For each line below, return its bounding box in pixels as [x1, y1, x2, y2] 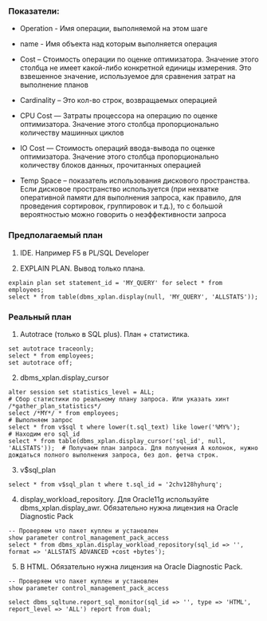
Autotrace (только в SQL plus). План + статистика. [19, 329, 190, 338]
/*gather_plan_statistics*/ [8, 401, 102, 410]
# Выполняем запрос [8, 416, 73, 424]
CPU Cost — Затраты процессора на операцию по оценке [19, 111, 218, 121]
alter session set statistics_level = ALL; [8, 388, 155, 396]
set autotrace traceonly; [8, 345, 94, 353]
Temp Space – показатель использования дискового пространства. [19, 176, 250, 185]
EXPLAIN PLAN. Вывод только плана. [19, 263, 146, 273]
